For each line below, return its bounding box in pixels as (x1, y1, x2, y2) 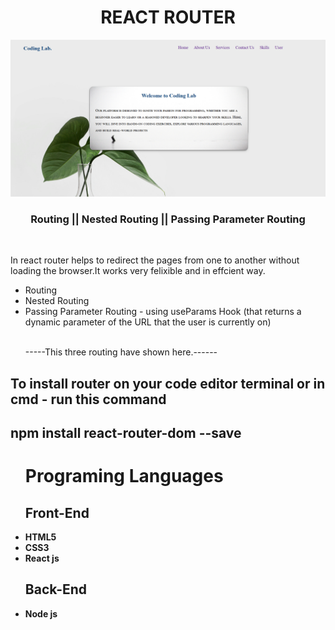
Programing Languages (24, 465, 224, 488)
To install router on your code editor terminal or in (10, 375, 326, 392)
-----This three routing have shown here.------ (24, 346, 218, 358)
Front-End (24, 504, 90, 521)
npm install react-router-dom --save (10, 425, 242, 442)
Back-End (24, 581, 88, 598)
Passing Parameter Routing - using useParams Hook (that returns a (24, 306, 302, 318)
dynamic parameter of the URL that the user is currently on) (24, 316, 272, 328)
